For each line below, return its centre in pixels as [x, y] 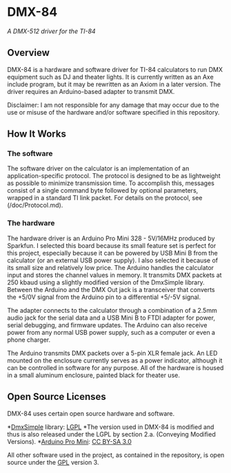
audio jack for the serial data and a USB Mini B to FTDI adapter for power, [111, 318]
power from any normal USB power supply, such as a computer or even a [111, 332]
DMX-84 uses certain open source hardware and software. [91, 413]
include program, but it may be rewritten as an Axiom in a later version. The [114, 84]
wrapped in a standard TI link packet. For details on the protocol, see [105, 198]
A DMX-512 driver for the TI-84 [51, 31]
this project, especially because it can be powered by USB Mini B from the [113, 253]
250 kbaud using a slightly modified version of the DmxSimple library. [106, 282]
